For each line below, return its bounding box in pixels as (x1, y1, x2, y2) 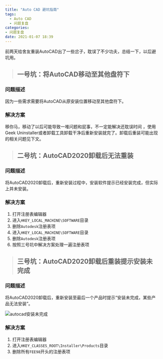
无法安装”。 (9, 300, 33, 306)
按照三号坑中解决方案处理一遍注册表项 (12, 242, 89, 247)
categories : (5, 25, 29, 30)
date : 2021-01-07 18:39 (5, 35, 54, 40)
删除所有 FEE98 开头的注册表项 (12, 348, 71, 355)
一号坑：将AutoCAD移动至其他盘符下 (17, 70, 130, 79)
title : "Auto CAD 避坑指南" (5, 7, 60, 12)
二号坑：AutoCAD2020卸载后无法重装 (17, 152, 134, 160)
